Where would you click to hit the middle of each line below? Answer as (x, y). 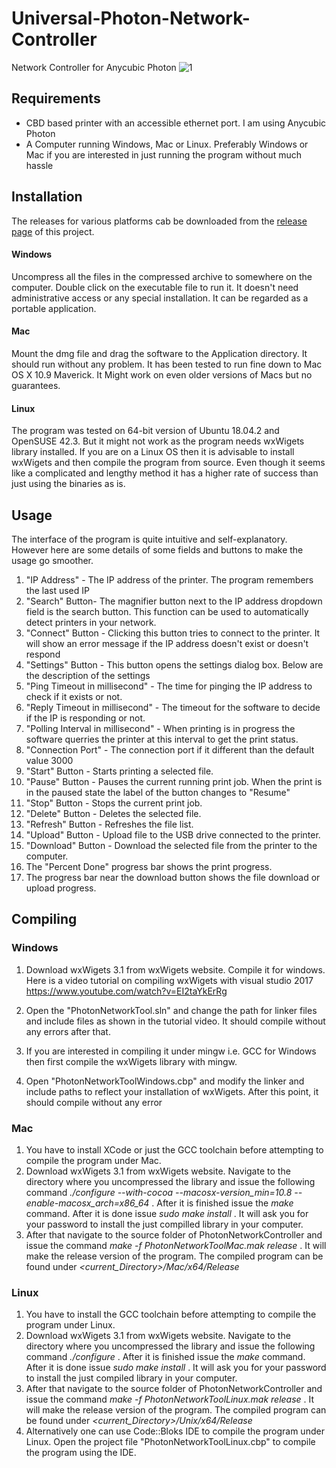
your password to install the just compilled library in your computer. (164, 1224)
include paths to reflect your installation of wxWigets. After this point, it (172, 1091)
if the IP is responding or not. (85, 718)
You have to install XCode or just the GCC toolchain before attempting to (174, 1149)
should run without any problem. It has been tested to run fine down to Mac (167, 364)
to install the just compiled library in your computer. (131, 1378)
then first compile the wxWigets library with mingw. (131, 1061)
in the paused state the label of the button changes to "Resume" (158, 792)
